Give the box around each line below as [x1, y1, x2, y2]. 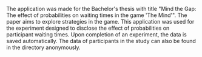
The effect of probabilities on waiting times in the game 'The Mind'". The [6, 12, 187, 19]
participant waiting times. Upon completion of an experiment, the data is [6, 31, 187, 38]
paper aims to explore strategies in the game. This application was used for [6, 18, 195, 25]
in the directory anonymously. [6, 44, 81, 51]
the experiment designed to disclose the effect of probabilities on [6, 24, 170, 32]
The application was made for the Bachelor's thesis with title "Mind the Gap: [6, 5, 197, 12]
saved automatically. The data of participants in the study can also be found [6, 38, 196, 44]
